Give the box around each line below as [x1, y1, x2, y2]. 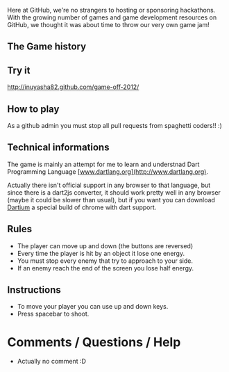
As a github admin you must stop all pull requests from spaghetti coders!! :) [7, 122, 222, 130]
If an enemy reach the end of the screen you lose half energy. [17, 264, 194, 272]
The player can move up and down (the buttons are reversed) [17, 241, 194, 250]
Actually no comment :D [17, 357, 87, 366]
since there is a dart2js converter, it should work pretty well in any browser [7, 188, 221, 197]
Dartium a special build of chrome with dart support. [7, 203, 157, 211]
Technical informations [7, 142, 110, 154]
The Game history [7, 41, 87, 53]
